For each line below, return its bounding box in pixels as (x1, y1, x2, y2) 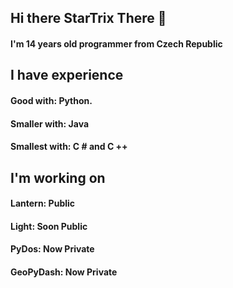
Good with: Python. (10, 94, 93, 106)
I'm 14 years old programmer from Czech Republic (10, 37, 223, 50)
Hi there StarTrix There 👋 (10, 10, 167, 27)
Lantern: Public (10, 197, 76, 210)
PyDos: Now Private (10, 243, 95, 255)
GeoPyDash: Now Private (10, 266, 118, 278)
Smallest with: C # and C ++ (10, 141, 128, 153)
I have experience (10, 67, 124, 84)
